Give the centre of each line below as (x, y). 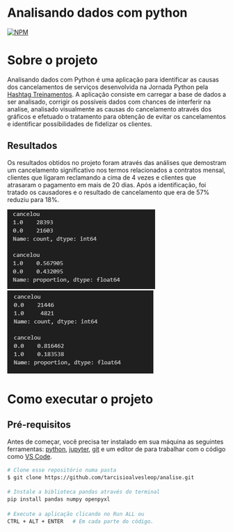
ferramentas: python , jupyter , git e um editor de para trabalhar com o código (116, 449)
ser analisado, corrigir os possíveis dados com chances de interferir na (109, 102)
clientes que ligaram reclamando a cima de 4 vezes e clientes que (102, 177)
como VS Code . (30, 456)
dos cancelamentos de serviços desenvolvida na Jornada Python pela (108, 87)
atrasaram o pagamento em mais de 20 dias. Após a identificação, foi (107, 185)
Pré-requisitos (39, 425)
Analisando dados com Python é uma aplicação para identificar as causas (113, 79)
